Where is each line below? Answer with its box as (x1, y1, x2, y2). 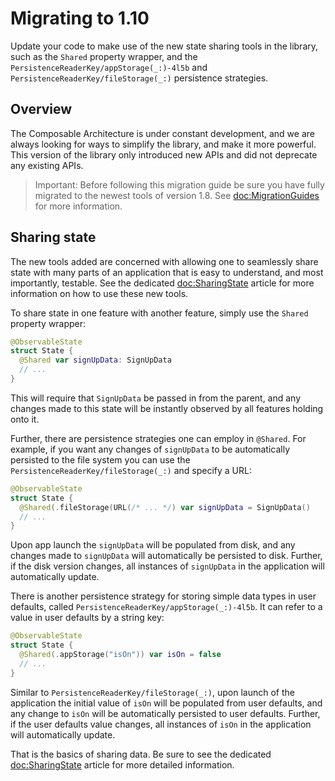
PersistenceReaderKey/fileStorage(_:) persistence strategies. (10, 72, 269, 84)
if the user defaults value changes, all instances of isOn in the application (10, 718, 312, 730)
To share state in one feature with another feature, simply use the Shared (10, 307, 309, 319)
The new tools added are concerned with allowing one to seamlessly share (10, 255, 319, 267)
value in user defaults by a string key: (10, 612, 165, 624)
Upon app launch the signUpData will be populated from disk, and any (10, 539, 296, 551)
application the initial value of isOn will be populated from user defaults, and (10, 697, 323, 709)
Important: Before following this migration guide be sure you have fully (34, 178, 325, 191)
